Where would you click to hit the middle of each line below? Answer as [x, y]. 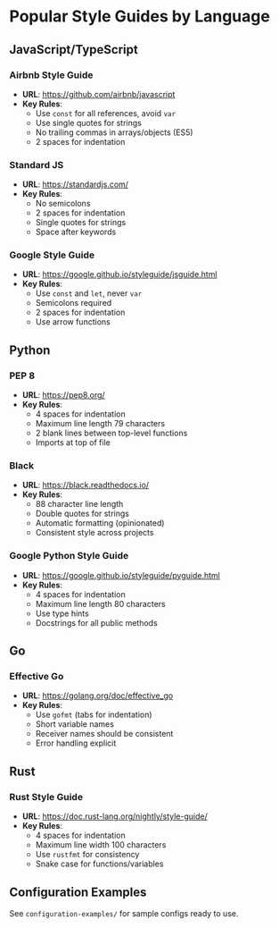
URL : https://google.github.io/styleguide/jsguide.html [119, 274]
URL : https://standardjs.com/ [75, 184]
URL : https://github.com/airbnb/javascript [98, 94]
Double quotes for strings [82, 514]
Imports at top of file [73, 443]
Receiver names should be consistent [104, 734]
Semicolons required [74, 303]
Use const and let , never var [89, 293]
